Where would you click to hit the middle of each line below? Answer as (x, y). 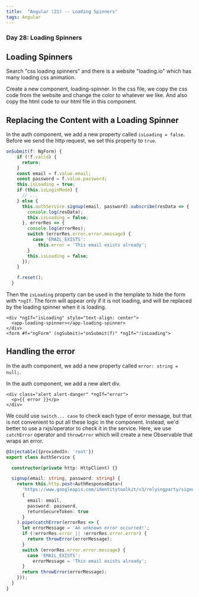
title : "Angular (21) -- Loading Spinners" (62, 12)
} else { (28, 201)
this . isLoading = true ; (46, 185)
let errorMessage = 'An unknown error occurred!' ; (86, 528)
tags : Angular (24, 17)
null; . (14, 372)
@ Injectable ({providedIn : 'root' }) (50, 451)
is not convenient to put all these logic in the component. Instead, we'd (92, 422)
